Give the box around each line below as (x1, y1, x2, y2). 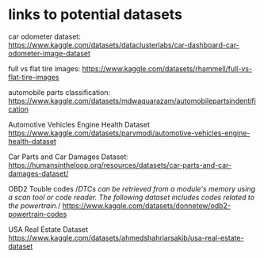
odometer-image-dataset (8, 48, 91, 58)
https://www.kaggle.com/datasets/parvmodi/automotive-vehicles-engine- (8, 128, 251, 138)
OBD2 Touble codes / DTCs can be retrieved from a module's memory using (8, 184, 256, 193)
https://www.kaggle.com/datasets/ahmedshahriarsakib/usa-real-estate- (8, 233, 244, 242)
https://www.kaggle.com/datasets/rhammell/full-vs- (82, 63, 252, 73)
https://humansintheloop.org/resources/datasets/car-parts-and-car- (8, 160, 232, 169)
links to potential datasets (8, 6, 182, 24)
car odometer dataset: (8, 32, 81, 41)
